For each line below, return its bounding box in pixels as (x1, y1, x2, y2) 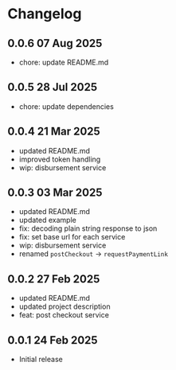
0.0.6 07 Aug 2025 (7, 37, 103, 50)
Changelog (7, 5, 82, 23)
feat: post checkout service (18, 310, 109, 320)
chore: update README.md (18, 57, 109, 67)
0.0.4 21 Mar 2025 (7, 125, 100, 138)
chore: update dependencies (18, 101, 115, 111)
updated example (18, 216, 76, 225)
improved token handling (18, 154, 101, 164)
